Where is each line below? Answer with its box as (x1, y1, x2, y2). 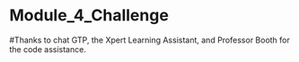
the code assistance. (9, 43, 87, 54)
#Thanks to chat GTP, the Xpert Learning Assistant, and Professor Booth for (9, 35, 290, 45)
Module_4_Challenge (9, 5, 169, 26)
